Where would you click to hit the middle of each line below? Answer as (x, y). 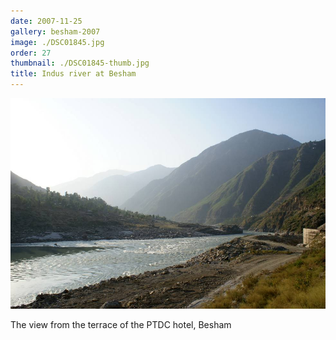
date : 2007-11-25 (46, 21)
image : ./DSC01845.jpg (57, 42)
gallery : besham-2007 (55, 31)
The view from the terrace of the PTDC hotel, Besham (121, 325)
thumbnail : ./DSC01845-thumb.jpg (80, 63)
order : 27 (31, 53)
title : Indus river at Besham (73, 74)
